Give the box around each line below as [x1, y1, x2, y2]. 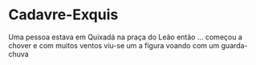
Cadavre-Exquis [8, 6, 119, 24]
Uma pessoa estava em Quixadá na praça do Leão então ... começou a [8, 32, 243, 42]
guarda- [221, 40, 248, 50]
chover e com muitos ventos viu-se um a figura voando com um [8, 40, 220, 50]
